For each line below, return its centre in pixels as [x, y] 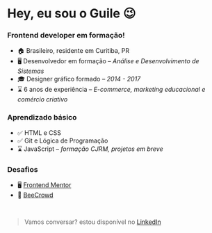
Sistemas [31, 71]
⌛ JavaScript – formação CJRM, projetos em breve [90, 149]
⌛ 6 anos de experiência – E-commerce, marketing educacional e [111, 90]
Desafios [23, 169]
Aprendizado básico [42, 118]
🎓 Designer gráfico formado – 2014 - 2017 [79, 79]
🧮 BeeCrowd [35, 195]
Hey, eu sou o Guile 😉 [72, 14]
